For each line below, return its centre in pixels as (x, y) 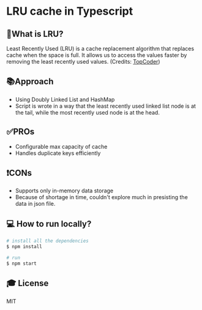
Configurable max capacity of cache (61, 146)
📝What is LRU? (35, 34)
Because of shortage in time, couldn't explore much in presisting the (101, 197)
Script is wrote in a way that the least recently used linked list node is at (105, 106)
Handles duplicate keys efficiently (58, 153)
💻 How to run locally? (49, 224)
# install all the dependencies (47, 241)
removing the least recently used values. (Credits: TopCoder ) (83, 62)
